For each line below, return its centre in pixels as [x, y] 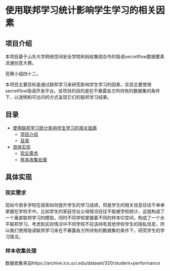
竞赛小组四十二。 [23, 74]
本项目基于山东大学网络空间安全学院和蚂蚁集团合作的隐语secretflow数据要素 [85, 57]
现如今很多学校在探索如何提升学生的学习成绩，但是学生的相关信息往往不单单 [85, 205]
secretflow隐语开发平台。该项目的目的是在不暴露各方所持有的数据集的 [78, 91]
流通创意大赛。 [21, 63]
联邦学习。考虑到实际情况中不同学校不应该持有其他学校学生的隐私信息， [85, 224]
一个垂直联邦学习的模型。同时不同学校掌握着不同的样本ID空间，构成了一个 [83, 217]
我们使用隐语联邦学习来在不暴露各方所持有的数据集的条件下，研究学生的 [85, 230]
